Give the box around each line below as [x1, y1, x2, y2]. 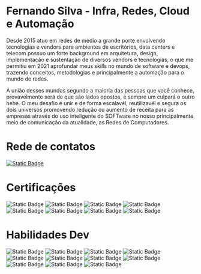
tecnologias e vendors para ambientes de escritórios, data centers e [6, 43, 175, 50]
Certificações [6, 181, 76, 195]
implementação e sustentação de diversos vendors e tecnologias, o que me [6, 56, 194, 63]
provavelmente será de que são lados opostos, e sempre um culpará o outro [6, 93, 195, 100]
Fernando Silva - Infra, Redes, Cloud [6, 4, 190, 18]
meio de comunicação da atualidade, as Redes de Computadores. [6, 118, 169, 126]
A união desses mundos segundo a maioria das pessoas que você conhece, [6, 87, 195, 94]
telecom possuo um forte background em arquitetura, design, [6, 49, 158, 56]
